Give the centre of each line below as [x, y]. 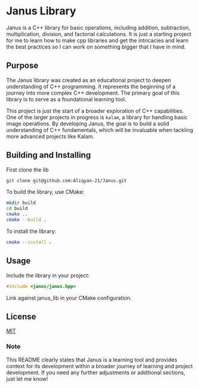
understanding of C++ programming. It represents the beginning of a [91, 86]
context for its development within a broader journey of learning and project [99, 366]
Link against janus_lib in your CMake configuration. [69, 297]
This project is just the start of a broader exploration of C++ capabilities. [95, 111]
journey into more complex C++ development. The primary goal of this [93, 93]
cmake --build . [26, 220]
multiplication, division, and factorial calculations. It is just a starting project [99, 34]
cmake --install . [29, 242]
